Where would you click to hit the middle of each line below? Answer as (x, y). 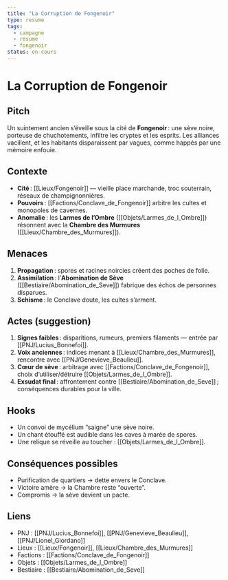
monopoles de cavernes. (52, 210)
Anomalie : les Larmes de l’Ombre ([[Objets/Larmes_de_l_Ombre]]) (112, 217)
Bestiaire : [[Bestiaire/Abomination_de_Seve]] (81, 570)
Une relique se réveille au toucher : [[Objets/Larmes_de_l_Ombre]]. (111, 442)
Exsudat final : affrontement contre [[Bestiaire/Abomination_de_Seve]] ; (118, 382)
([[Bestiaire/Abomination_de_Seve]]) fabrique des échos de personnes (117, 285)
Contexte (27, 172)
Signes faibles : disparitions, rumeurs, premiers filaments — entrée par (117, 338)
